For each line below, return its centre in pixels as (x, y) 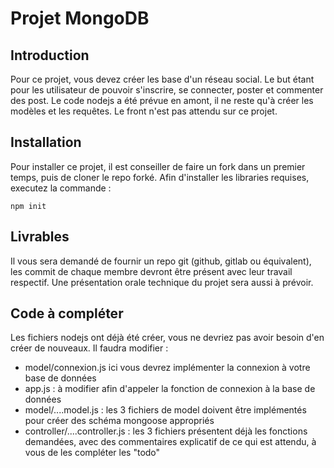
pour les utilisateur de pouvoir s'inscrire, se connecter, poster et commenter (167, 90)
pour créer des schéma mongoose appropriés (119, 421)
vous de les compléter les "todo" (92, 453)
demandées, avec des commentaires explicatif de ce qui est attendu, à (170, 442)
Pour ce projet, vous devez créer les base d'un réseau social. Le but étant (162, 79)
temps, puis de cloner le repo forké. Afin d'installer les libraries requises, (160, 177)
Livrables (40, 237)
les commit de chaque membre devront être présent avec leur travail (151, 271)
